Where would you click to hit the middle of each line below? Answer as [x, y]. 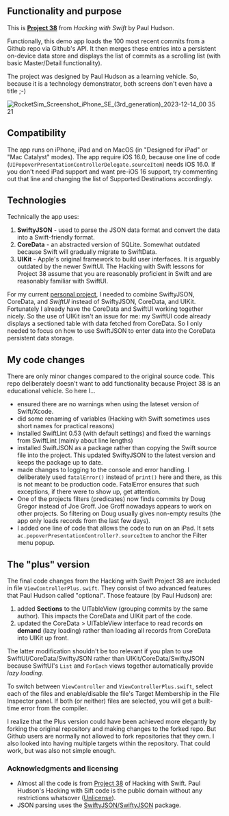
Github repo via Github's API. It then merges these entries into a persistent [112, 48]
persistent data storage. [41, 338]
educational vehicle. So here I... [51, 391]
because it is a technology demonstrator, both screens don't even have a [110, 83]
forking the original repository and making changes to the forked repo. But [112, 729]
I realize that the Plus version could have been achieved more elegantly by [112, 722]
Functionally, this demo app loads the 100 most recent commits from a [106, 41]
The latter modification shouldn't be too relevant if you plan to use [100, 651]
